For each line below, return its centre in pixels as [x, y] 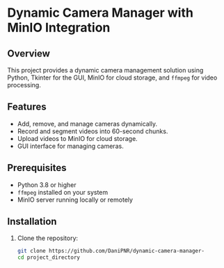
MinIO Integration [59, 28]
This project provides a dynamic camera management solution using [105, 70]
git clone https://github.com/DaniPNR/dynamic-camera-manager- [111, 251]
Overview [29, 53]
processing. [24, 85]
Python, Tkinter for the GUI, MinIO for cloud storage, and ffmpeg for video [112, 77]
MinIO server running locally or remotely [75, 200]
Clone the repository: [48, 238]
